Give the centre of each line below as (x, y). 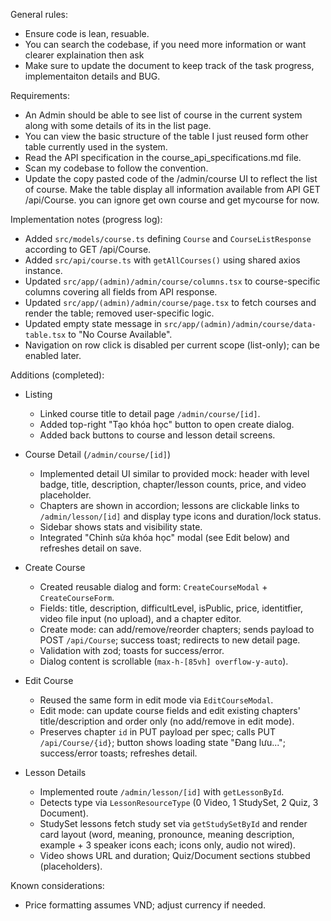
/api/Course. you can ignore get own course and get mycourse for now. (172, 200)
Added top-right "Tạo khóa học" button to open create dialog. (167, 424)
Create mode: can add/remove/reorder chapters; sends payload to (177, 629)
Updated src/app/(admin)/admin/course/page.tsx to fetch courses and (170, 302)
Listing (38, 394)
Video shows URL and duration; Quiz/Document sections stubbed (175, 855)
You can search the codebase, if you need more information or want (165, 44)
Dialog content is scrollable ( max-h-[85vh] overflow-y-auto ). (164, 661)
